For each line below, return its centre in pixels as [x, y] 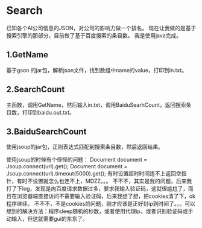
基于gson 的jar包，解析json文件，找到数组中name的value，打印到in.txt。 [97, 70]
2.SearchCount [36, 90]
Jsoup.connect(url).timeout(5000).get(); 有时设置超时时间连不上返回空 [94, 174]
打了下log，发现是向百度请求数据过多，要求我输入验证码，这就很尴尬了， [97, 189]
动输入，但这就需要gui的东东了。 [47, 219]
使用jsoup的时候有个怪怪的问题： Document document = [77, 160]
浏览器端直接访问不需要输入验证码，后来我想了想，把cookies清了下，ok [106, 196]
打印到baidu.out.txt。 [49, 112]
